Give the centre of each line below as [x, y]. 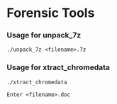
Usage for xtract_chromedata [58, 67]
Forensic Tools [51, 13]
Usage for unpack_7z [44, 35]
